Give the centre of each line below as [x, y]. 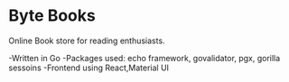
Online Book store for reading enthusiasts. [87, 41]
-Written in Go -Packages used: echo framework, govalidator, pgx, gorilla [144, 58]
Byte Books [52, 16]
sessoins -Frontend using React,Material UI [89, 68]
